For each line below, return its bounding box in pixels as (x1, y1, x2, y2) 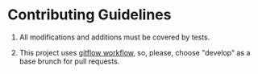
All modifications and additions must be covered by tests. (19, 32, 210, 42)
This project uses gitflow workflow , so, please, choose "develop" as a (19, 47, 251, 57)
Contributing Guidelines (7, 6, 172, 24)
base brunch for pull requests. (19, 56, 120, 66)
